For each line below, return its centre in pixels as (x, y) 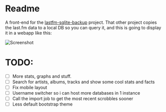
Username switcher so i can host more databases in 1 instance (76, 93)
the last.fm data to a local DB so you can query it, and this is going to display (83, 27)
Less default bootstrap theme (42, 104)
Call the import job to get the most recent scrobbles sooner (73, 99)
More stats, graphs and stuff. (42, 76)
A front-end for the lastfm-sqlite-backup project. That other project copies (81, 22)
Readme (23, 9)
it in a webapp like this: (28, 33)
